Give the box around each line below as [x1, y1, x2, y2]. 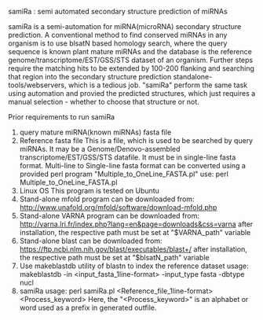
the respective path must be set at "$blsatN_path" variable [19, 253, 210, 262]
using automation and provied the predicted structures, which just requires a [8, 89, 256, 97]
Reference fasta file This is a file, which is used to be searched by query [19, 136, 254, 145]
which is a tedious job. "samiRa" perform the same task [68, 80, 248, 90]
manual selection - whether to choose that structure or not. [8, 97, 200, 106]
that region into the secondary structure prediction [8, 72, 172, 81]
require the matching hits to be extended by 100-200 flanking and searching [8, 64, 255, 73]
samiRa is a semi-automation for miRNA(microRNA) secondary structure [8, 22, 242, 31]
